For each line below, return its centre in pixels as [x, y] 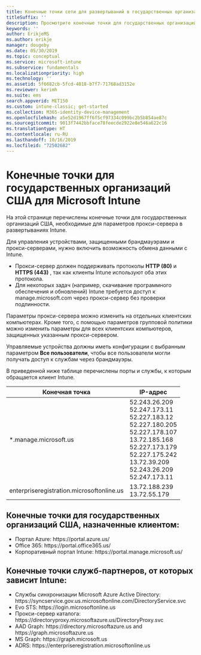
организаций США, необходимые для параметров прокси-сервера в [95, 224]
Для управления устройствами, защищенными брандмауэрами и [90, 242]
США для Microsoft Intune [74, 200]
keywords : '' [22, 28]
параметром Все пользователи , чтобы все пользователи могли [88, 353]
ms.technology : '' [29, 79]
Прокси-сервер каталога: [48, 614]
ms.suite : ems [24, 95]
